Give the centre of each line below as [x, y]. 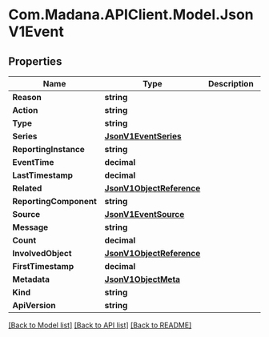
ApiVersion [34, 305]
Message [30, 227]
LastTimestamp [43, 175]
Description [231, 84]
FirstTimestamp [43, 266]
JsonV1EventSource [145, 214]
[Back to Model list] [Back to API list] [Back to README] [100, 325]
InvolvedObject [42, 253]
